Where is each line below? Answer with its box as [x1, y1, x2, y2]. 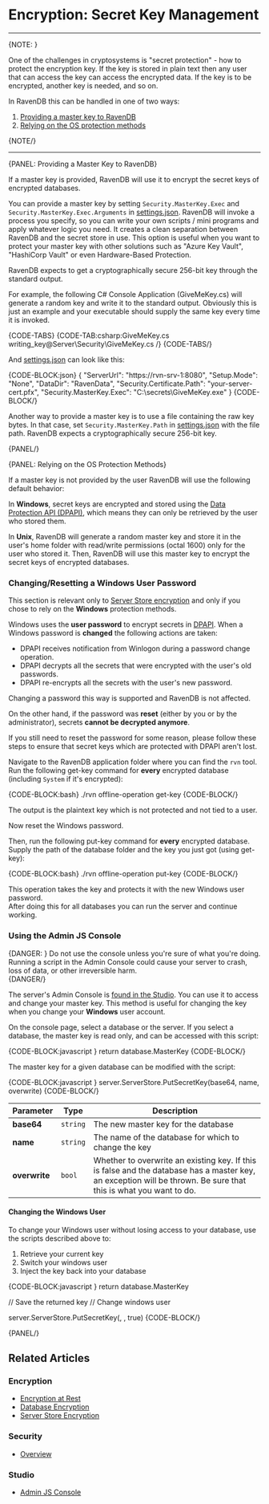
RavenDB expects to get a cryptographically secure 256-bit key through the [8, 265, 258, 274]
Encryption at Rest [19, 1394, 82, 1404]
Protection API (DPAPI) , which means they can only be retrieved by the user [8, 507, 259, 517]
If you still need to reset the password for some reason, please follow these [8, 733, 257, 743]
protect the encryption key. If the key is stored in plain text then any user [8, 63, 247, 73]
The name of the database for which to [93, 1132, 240, 1143]
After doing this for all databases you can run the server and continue [8, 901, 238, 912]
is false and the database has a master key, [93, 1165, 256, 1176]
